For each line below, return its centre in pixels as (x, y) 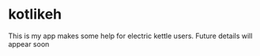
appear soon (29, 44)
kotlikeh (35, 14)
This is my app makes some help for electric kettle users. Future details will (130, 36)
